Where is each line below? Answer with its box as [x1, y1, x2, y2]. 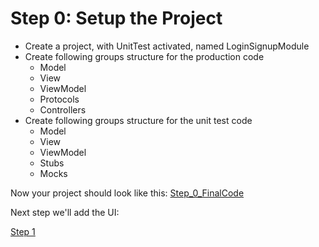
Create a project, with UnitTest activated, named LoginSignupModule [24, 40, 310, 52]
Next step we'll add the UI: [10, 206, 120, 218]
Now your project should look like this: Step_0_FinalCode [10, 187, 245, 199]
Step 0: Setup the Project [10, 7, 223, 30]
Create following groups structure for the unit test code [24, 114, 253, 126]
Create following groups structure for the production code [24, 50, 265, 62]
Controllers [39, 103, 87, 116]
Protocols [39, 93, 80, 105]
